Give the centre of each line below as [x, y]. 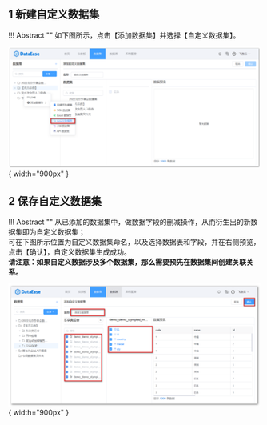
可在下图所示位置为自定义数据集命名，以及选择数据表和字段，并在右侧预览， [134, 242]
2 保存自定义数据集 [55, 201]
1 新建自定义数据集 [54, 14]
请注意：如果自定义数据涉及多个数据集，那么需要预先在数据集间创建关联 [127, 262]
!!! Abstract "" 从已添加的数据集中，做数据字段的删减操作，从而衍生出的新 [130, 222]
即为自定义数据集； [54, 232]
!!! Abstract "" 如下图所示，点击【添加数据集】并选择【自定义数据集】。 [124, 35]
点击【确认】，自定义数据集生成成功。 [70, 252]
